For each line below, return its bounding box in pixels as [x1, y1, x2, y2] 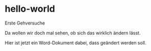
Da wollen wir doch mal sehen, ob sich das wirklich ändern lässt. [5, 30, 141, 36]
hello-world [5, 3, 56, 15]
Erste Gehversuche [5, 20, 45, 26]
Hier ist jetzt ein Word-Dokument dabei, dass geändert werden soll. [5, 39, 146, 46]
